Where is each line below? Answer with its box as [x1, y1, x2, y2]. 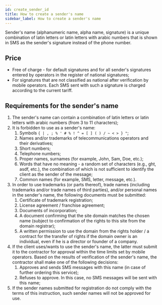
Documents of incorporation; [19, 208, 77, 213]
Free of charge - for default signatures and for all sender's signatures [12, 67, 151, 73]
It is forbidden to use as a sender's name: [12, 125, 96, 130]
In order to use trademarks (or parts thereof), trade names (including [12, 182, 150, 187]
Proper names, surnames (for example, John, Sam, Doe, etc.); [19, 156, 144, 161]
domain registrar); [19, 223, 56, 229]
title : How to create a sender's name [5, 12, 84, 17]
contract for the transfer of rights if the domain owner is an [19, 233, 138, 239]
